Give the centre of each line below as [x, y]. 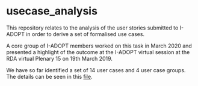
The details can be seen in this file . [49, 76]
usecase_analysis [52, 11]
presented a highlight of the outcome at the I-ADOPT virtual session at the [98, 52]
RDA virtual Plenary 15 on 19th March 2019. [60, 58]
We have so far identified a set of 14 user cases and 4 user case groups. [96, 70]
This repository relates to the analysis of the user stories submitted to [92, 28]
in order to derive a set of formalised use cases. [85, 34]
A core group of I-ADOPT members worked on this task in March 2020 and [99, 46]
